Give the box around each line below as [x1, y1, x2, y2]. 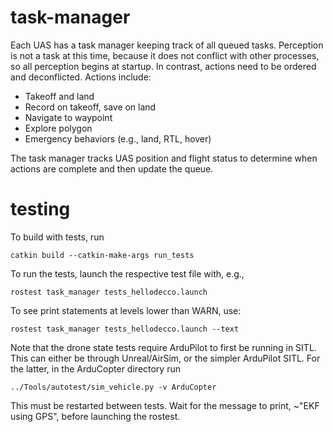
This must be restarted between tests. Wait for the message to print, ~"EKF [10, 399, 320, 411]
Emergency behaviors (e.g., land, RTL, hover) [24, 132, 212, 145]
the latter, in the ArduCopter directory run [10, 362, 181, 375]
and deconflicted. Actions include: [10, 71, 152, 83]
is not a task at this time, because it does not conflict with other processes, [10, 49, 320, 61]
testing [10, 198, 71, 221]
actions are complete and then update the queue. [10, 162, 214, 175]
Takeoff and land [24, 90, 95, 102]
